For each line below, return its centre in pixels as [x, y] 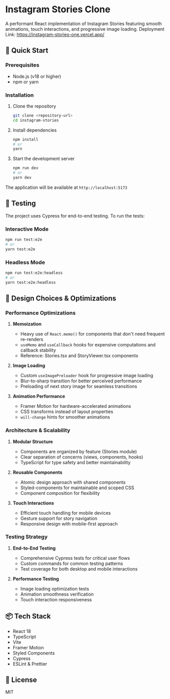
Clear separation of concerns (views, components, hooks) [82, 457]
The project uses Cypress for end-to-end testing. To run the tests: [75, 215]
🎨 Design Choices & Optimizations [61, 298]
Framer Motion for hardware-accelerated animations [76, 406]
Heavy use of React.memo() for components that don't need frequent [92, 334]
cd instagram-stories [36, 120]
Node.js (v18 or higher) [37, 76]
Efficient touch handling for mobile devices [66, 513]
